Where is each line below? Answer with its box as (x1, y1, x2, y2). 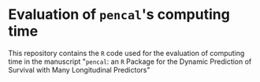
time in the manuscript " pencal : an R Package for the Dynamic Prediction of (8, 57, 252, 66)
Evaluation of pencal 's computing (8, 6, 230, 24)
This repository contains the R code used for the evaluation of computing (8, 48, 245, 58)
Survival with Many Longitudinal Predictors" (8, 65, 150, 74)
